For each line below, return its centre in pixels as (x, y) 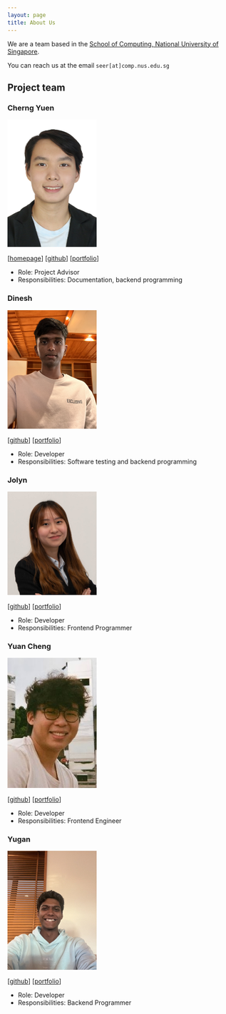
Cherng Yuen (31, 108)
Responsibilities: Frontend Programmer (75, 628)
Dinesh (20, 298)
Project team (36, 87)
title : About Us (31, 22)
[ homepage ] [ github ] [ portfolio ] (53, 258)
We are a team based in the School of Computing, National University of (113, 43)
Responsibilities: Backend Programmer (75, 1003)
